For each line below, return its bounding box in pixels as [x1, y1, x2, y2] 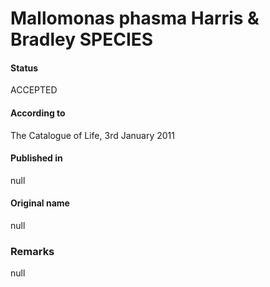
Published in [10, 152, 63, 164]
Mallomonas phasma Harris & [10, 7, 260, 30]
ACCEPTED [10, 84, 58, 96]
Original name [10, 197, 70, 209]
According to [10, 107, 66, 119]
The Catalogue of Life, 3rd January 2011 [10, 129, 175, 141]
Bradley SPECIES [10, 28, 154, 51]
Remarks [10, 244, 55, 258]
